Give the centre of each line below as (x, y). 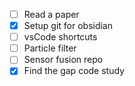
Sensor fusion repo (63, 60)
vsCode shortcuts (60, 37)
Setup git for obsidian (68, 26)
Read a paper (51, 14)
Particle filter (50, 48)
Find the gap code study (74, 71)
